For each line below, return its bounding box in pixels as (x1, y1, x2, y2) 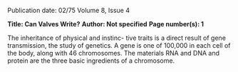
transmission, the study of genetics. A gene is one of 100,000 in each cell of (7, 41, 231, 49)
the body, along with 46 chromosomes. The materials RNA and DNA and (7, 49, 219, 57)
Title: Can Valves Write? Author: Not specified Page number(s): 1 (7, 20, 205, 28)
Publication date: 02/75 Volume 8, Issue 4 (7, 6, 130, 14)
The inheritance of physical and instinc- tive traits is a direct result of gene (7, 34, 227, 42)
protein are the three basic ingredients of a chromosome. (7, 56, 175, 65)
